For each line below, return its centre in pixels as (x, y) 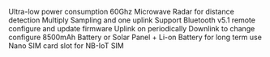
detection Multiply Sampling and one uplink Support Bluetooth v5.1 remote (132, 20)
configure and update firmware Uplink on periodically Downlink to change (132, 28)
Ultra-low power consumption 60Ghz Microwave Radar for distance (122, 12)
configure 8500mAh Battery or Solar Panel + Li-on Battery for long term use (135, 37)
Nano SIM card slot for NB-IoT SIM (66, 46)
